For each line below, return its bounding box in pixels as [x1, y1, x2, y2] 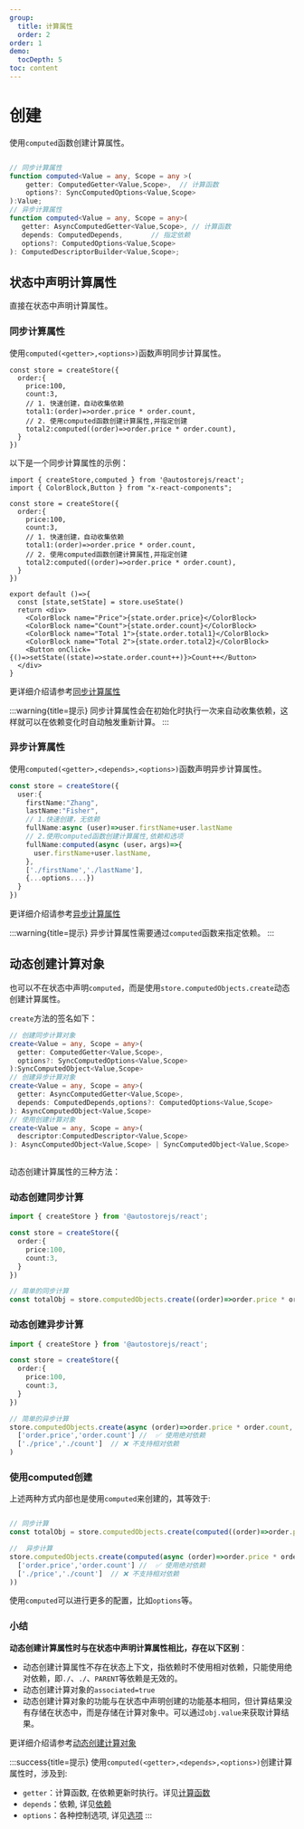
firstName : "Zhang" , [25, 798, 100, 807]
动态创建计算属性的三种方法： [9, 1167, 120, 1177]
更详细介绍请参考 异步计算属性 [9, 909, 120, 919]
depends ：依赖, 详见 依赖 [22, 1798, 111, 1809]
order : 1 [9, 38, 43, 48]
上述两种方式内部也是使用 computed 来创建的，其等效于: [9, 1493, 211, 1504]
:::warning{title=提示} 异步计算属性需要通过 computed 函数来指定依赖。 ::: [9, 928, 274, 938]
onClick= [57, 644, 91, 654]
